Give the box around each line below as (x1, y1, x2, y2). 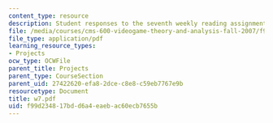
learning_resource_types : (8, 42, 96, 50)
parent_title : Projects (8, 65, 89, 73)
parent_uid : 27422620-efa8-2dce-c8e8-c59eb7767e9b (8, 79, 184, 87)
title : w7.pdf (8, 95, 57, 103)
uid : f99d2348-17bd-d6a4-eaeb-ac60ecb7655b (8, 102, 158, 110)
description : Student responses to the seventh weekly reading (8, 19, 227, 28)
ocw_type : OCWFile (8, 57, 71, 66)
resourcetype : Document (8, 87, 89, 95)
